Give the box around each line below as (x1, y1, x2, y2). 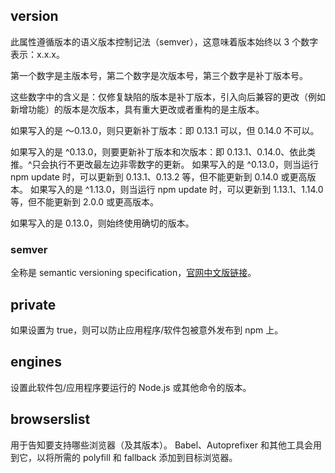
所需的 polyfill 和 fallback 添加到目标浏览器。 (53, 451, 238, 463)
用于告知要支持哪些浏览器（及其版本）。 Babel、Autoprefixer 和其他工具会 (10, 439, 313, 451)
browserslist (10, 411, 91, 428)
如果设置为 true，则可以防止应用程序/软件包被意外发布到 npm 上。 (10, 324, 284, 336)
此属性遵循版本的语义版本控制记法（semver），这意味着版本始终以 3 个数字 (10, 35, 319, 48)
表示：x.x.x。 (10, 48, 65, 60)
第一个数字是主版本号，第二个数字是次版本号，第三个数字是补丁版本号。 (10, 69, 308, 81)
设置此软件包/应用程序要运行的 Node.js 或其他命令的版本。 (10, 381, 252, 393)
